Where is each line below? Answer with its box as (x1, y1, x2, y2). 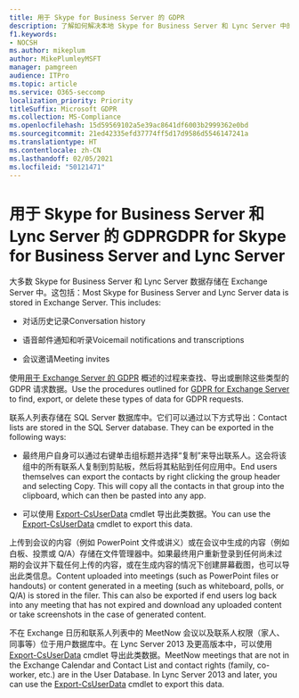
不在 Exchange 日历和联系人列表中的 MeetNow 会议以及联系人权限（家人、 (9, 627, 285, 638)
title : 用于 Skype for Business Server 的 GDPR (9, 12, 185, 22)
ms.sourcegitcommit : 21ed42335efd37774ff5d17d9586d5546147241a (9, 129, 249, 138)
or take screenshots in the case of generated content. (9, 609, 206, 620)
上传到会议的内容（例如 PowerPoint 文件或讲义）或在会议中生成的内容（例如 (9, 537, 290, 548)
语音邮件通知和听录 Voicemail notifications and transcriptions (21, 335, 245, 345)
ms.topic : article (9, 79, 77, 88)
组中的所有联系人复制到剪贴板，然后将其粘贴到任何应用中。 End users (21, 461, 278, 472)
